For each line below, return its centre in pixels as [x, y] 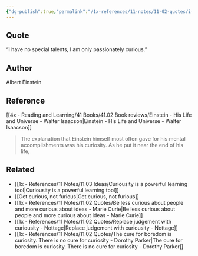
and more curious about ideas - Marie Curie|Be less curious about [95, 209]
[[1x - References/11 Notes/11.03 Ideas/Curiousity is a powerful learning [101, 184]
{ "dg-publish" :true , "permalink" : [47, 11]
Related [21, 170]
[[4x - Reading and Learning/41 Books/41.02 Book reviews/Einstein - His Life [99, 115]
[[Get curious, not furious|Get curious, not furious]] [77, 196]
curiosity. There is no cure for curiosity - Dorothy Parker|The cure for [98, 240]
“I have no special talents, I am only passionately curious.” [77, 49]
